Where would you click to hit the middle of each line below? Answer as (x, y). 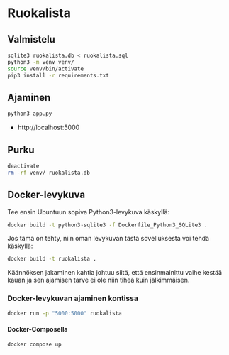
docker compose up (34, 344)
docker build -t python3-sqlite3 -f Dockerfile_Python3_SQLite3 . (107, 225)
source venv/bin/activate (45, 69)
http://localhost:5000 (49, 127)
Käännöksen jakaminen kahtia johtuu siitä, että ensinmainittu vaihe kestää (114, 273)
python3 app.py (30, 114)
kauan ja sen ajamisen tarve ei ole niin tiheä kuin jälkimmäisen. (99, 280)
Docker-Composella (38, 329)
